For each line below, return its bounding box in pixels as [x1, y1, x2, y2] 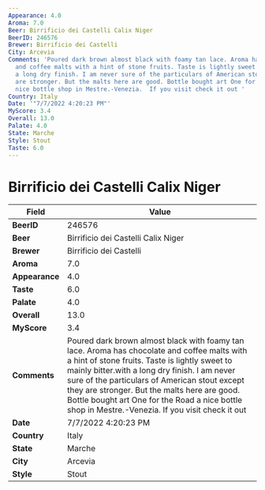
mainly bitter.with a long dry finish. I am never [66, 365, 236, 376]
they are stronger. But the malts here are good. [66, 385, 241, 396]
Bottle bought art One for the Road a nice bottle [66, 394, 243, 405]
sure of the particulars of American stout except [66, 375, 244, 386]
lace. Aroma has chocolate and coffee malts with [66, 345, 248, 356]
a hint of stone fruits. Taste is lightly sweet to [66, 355, 233, 366]
